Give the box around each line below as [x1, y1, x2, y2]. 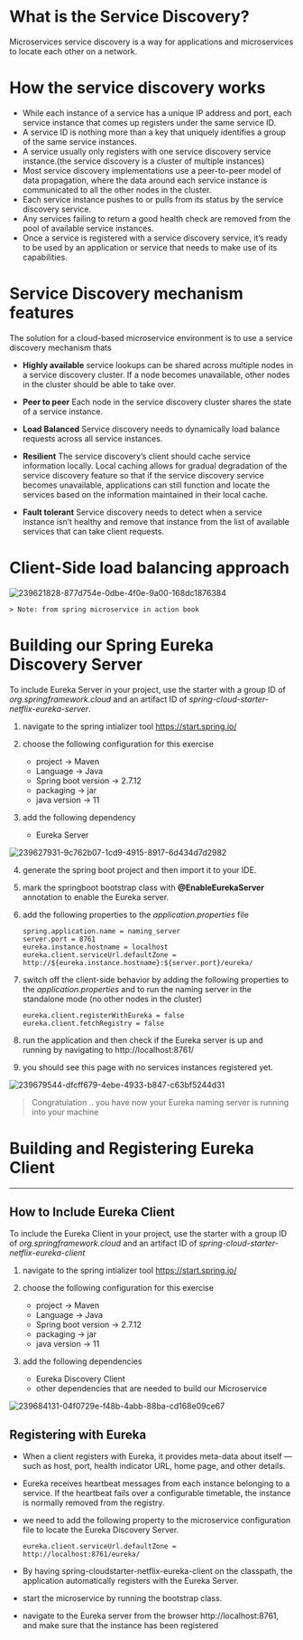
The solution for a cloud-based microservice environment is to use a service [9, 332, 293, 343]
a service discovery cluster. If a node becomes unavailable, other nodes [22, 369, 290, 380]
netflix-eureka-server [9, 703, 89, 714]
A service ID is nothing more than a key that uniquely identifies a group [22, 127, 287, 137]
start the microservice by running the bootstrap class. [22, 1593, 223, 1604]
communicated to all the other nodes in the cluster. [22, 184, 212, 195]
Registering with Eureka [9, 1427, 147, 1442]
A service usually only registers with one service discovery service [22, 146, 271, 156]
